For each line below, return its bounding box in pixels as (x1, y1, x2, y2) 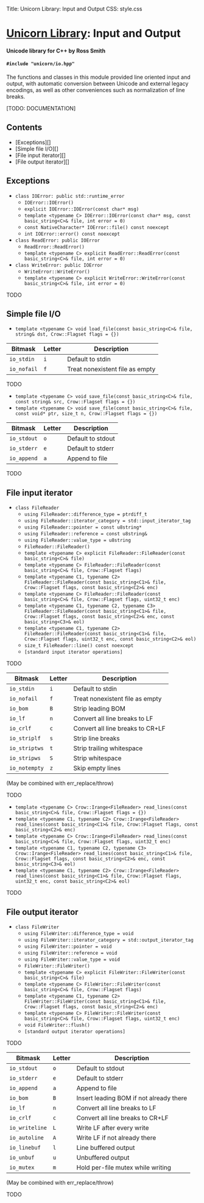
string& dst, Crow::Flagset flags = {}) (15, 331, 119, 338)
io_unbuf (9, 1154, 35, 1161)
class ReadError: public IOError (15, 237, 100, 244)
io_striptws (9, 745, 44, 752)
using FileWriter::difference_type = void (24, 931, 134, 937)
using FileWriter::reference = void (24, 950, 118, 956)
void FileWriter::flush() (24, 1022, 90, 1028)
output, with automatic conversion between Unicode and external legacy (6, 79, 189, 87)
